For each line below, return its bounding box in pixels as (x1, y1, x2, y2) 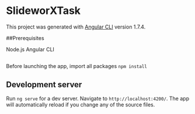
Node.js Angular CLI (6, 45, 54, 53)
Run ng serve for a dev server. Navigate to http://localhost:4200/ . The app (6, 95, 190, 102)
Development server (6, 80, 82, 90)
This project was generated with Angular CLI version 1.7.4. (6, 23, 146, 30)
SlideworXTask (6, 4, 81, 17)
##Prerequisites (6, 34, 45, 41)
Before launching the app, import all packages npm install (6, 63, 147, 70)
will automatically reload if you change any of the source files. (6, 101, 155, 108)
